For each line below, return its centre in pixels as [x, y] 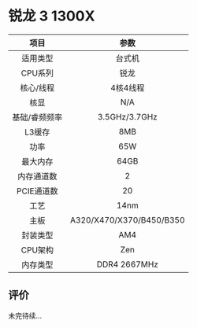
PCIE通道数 [37, 191]
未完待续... [25, 315]
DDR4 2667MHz [128, 264]
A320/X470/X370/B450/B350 [127, 219]
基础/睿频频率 [37, 117]
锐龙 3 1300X [52, 16]
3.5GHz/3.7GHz [127, 116]
